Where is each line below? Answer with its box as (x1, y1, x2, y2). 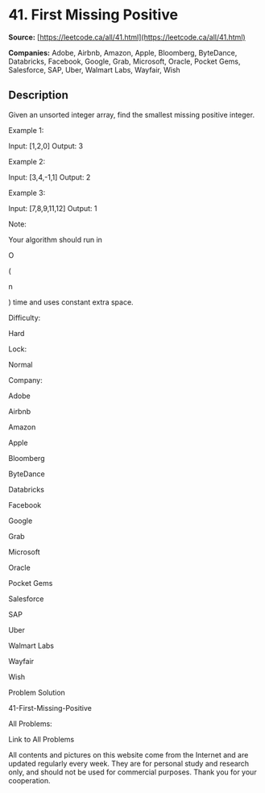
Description (8, 89, 68, 102)
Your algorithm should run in (8, 235, 103, 244)
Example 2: (8, 156, 46, 166)
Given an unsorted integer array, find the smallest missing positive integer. (8, 110, 255, 119)
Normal (8, 359, 33, 369)
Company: (8, 375, 43, 384)
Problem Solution (8, 687, 66, 697)
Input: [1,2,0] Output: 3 (8, 141, 83, 151)
